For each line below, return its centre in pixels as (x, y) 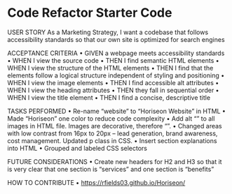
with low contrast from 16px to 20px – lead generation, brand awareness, (112, 133)
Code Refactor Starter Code (90, 13)
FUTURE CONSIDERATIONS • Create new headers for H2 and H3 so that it (115, 161)
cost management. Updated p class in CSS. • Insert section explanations (112, 140)
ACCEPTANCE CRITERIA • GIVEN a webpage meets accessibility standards (116, 53)
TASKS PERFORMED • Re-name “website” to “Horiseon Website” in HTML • (117, 111)
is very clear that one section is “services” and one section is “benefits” (111, 169)
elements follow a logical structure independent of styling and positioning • (116, 75)
